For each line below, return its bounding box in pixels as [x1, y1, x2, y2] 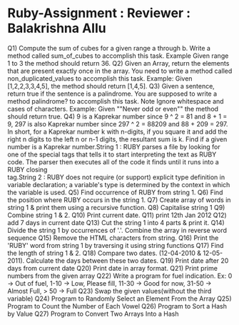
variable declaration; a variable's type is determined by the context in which [7, 180, 230, 189]
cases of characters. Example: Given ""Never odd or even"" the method [7, 104, 219, 113]
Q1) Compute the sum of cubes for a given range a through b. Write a [7, 44, 210, 52]
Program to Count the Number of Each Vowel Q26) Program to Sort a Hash [7, 301, 227, 310]
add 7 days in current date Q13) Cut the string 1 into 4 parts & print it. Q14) [7, 218, 225, 226]
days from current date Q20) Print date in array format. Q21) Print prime [7, 264, 218, 272]
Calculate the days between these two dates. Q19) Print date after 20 [26, 256, 229, 265]
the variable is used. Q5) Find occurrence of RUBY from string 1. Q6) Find [7, 188, 223, 196]
